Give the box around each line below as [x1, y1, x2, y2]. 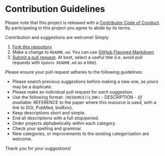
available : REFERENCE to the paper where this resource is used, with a [12, 99, 157, 105]
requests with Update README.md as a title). [12, 59, 98, 65]
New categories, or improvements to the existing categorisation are [12, 130, 149, 136]
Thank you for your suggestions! [5, 145, 71, 151]
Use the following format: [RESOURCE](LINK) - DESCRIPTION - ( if [12, 94, 142, 100]
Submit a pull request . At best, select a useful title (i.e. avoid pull [12, 54, 143, 60]
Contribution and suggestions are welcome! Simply [5, 34, 109, 40]
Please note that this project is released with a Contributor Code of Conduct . [5, 20, 161, 26]
